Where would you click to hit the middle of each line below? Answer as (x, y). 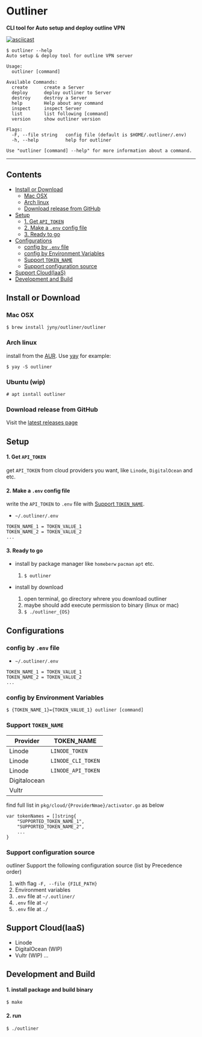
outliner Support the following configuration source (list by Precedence (94, 865)
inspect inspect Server (47, 108)
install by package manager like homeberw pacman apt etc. (84, 564)
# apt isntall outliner (36, 395)
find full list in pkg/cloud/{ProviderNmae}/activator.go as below (85, 805)
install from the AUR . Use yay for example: (59, 356)
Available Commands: (32, 82)
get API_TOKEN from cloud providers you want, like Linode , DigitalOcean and (99, 470)
